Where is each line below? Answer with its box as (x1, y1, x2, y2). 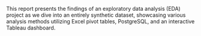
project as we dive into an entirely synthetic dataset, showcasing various (6, 11, 186, 19)
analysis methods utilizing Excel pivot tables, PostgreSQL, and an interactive (6, 18, 195, 25)
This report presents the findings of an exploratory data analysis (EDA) (6, 5, 181, 12)
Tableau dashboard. (6, 24, 56, 31)
